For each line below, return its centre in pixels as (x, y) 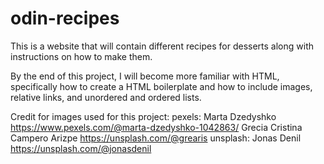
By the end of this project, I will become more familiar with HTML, (145, 76)
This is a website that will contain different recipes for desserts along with (162, 46)
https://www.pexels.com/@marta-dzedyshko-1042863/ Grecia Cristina (156, 127)
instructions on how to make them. (81, 56)
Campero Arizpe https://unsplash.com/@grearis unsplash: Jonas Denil (156, 138)
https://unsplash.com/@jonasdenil (81, 148)
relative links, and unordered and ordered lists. (106, 97)
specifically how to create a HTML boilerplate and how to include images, (161, 86)
